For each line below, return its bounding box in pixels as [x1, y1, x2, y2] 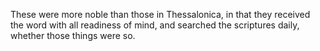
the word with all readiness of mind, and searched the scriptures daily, [10, 19, 300, 31]
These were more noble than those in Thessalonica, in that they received [10, 9, 311, 20]
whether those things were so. [10, 30, 136, 41]
